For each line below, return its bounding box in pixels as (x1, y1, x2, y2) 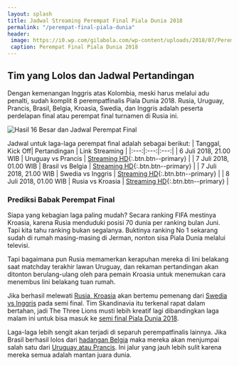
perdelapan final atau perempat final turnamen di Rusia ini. (7, 111, 179, 120)
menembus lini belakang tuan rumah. (7, 278, 116, 286)
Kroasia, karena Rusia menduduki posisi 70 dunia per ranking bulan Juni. (7, 219, 221, 227)
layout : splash (7, 10, 53, 18)
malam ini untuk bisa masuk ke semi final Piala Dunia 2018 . (7, 314, 179, 323)
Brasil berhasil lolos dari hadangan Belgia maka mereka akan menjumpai (7, 335, 219, 344)
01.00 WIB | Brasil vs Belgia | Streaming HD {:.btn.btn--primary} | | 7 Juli (7, 162, 217, 170)
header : (7, 30, 31, 38)
